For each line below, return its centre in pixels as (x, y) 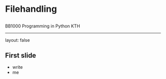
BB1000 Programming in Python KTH (43, 26)
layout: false (18, 40)
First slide (21, 55)
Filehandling (31, 9)
